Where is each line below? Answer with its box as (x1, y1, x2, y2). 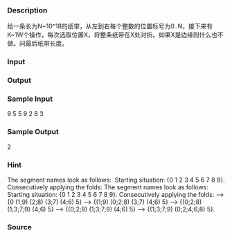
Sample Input (7, 94, 53, 104)
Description (7, 6, 48, 15)
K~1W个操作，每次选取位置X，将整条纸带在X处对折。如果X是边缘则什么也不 (7, 30, 224, 39)
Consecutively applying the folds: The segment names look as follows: (7, 183, 209, 191)
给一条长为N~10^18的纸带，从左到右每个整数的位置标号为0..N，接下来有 (7, 22, 213, 30)
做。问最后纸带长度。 (7, 39, 68, 48)
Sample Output (7, 127, 59, 137)
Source (7, 222, 33, 231)
